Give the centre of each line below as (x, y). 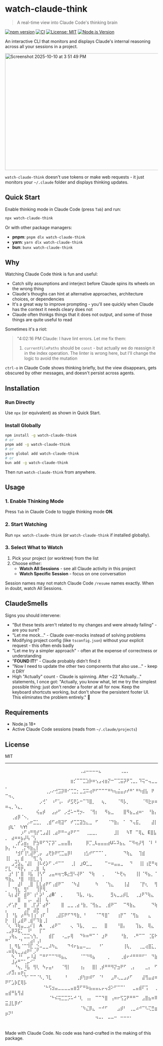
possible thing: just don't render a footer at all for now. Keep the (76, 687)
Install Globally (23, 425)
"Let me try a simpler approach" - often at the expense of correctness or (85, 650)
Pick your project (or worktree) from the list (55, 558)
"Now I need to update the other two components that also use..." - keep (85, 666)
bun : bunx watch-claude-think (42, 247)
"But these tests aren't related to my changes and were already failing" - (84, 624)
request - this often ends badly (43, 645)
